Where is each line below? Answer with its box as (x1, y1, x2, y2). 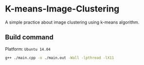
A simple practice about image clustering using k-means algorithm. (5, 19, 140, 25)
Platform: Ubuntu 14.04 (5, 46, 51, 52)
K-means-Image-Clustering (5, 3, 120, 14)
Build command (5, 33, 54, 41)
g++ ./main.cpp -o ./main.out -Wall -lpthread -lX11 (5, 55, 114, 60)
